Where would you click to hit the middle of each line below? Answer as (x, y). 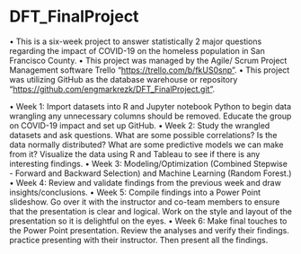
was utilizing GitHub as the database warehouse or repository (124, 79)
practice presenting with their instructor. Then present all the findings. (139, 240)
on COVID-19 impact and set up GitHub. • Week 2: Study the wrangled (140, 125)
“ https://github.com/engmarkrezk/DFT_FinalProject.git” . (112, 89)
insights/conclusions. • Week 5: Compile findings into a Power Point (135, 192)
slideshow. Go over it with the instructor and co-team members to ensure (145, 201)
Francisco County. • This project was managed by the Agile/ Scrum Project (148, 60)
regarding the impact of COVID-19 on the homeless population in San (137, 50)
